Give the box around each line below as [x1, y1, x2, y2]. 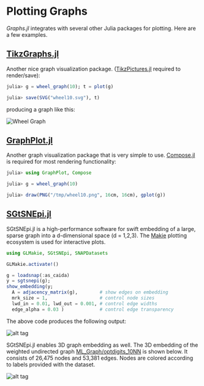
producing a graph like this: [6, 105, 75, 113]
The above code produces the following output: [6, 317, 127, 325]
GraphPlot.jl [6, 135, 53, 145]
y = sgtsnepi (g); [6, 278, 51, 284]
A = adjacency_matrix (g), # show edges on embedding [12, 289, 168, 295]
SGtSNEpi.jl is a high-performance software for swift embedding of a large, [6, 225, 196, 232]
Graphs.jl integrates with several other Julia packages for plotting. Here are [6, 25, 196, 32]
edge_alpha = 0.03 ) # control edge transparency [12, 306, 174, 312]
